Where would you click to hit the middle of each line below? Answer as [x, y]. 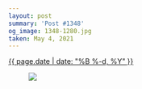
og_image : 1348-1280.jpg [50, 31]
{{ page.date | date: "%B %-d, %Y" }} [71, 61]
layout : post [30, 16]
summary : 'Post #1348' [46, 23]
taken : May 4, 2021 [41, 38]
